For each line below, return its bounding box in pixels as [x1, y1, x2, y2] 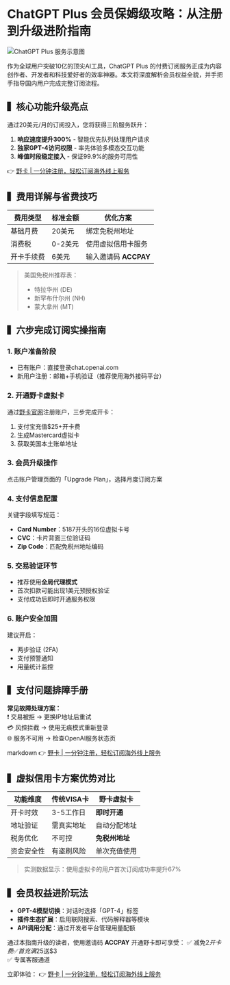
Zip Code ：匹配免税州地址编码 [16, 543, 104, 551]
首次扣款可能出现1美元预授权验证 [16, 586, 110, 595]
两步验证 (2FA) [16, 645, 59, 653]
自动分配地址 [95, 821, 137, 830]
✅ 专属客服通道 [7, 956, 50, 964]
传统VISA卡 [51, 795, 89, 804]
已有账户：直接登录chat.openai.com [16, 364, 118, 372]
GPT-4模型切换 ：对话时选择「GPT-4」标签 [16, 907, 139, 915]
